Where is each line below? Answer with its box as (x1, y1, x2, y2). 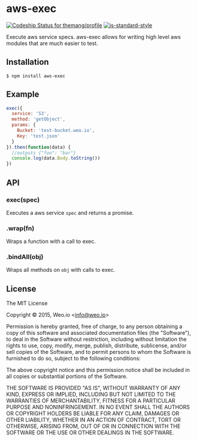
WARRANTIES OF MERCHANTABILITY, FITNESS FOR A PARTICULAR (6, 397, 175, 404)
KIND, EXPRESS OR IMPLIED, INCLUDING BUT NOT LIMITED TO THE (6, 391, 176, 398)
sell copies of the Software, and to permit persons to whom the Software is (6, 349, 192, 356)
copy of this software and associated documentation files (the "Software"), (6, 329, 192, 337)
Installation (6, 57, 49, 67)
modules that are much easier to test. (6, 40, 99, 47)
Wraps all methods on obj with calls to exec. (6, 266, 116, 274)
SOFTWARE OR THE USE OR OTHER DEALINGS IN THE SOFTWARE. (6, 429, 174, 436)
